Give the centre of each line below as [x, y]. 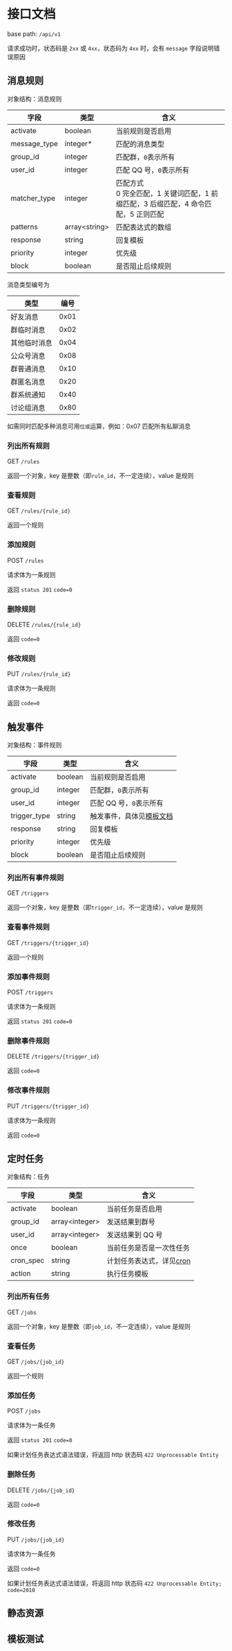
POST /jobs [24, 1411]
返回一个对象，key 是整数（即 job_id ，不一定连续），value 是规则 [99, 1326]
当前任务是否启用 [134, 1209]
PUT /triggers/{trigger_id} [48, 1106]
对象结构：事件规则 [35, 745]
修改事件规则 [29, 1091]
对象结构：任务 [28, 1177]
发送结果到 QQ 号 [135, 1235]
